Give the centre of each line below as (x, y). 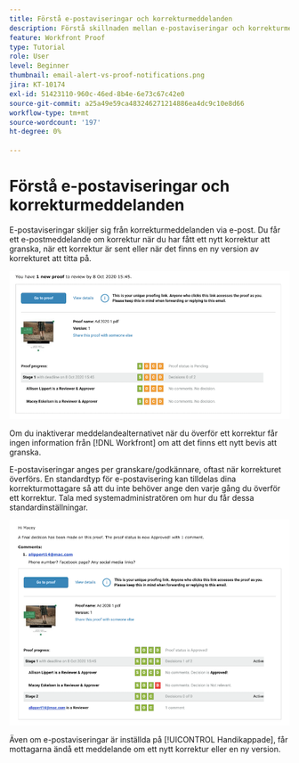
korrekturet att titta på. (50, 258)
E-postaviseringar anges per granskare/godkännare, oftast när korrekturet (145, 470)
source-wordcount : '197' (55, 122)
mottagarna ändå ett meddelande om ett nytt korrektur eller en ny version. (145, 749)
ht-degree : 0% (36, 132)
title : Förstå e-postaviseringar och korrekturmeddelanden (121, 19)
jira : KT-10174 (37, 85)
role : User (29, 57)
